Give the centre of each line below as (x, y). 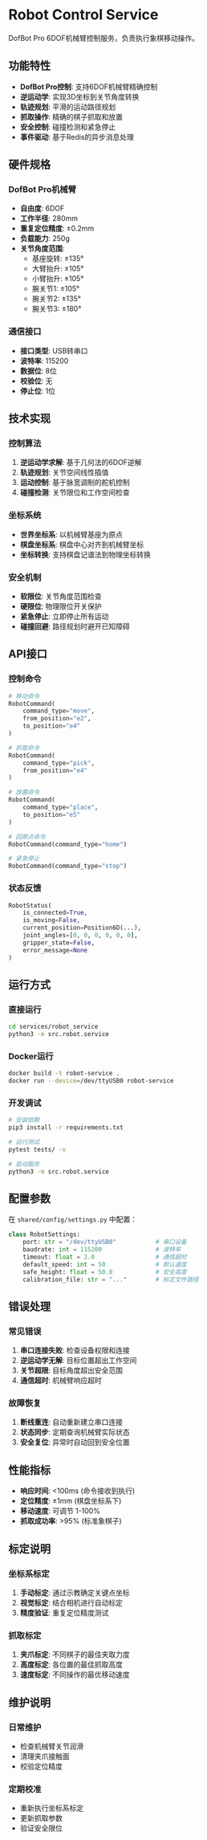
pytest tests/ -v (37, 1149)
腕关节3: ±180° (57, 309)
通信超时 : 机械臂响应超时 (61, 1381)
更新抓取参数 (41, 1818)
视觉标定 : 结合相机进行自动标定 (71, 1602)
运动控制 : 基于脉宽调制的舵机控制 (75, 483)
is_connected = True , (55, 913)
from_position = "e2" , (57, 719)
